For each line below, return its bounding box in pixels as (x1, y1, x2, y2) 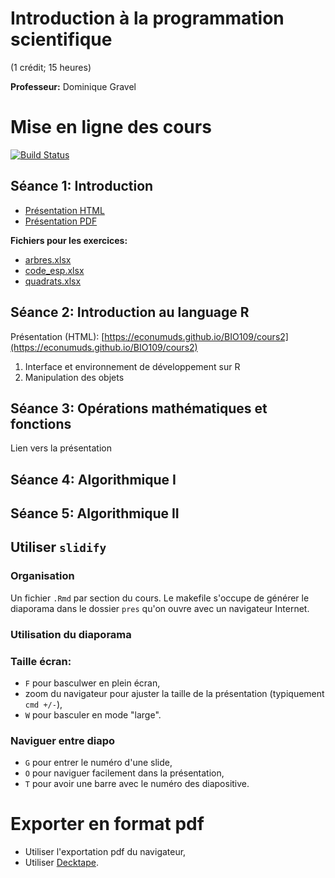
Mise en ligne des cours (10, 116, 212, 139)
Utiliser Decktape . (24, 857, 99, 869)
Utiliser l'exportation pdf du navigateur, (24, 846, 187, 858)
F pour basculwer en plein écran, (24, 677, 161, 689)
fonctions (10, 415, 72, 432)
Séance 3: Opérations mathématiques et (10, 400, 268, 417)
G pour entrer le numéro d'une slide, (24, 757, 173, 769)
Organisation (10, 569, 75, 583)
